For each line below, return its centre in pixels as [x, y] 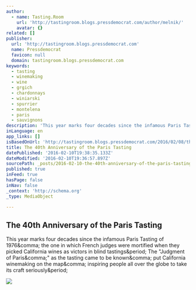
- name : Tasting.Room [38, 17]
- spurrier [24, 104]
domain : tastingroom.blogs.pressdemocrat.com [68, 60]
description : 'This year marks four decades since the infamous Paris [94, 126]
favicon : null [28, 55]
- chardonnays [28, 93]
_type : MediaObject [30, 196]
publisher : [19, 39]
